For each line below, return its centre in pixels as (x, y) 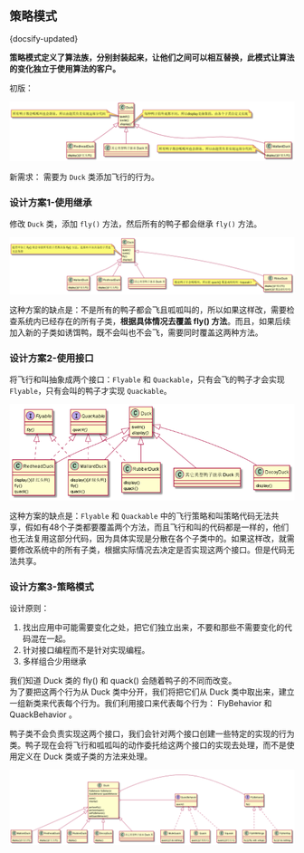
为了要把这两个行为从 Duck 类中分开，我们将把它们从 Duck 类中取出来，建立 (152, 692)
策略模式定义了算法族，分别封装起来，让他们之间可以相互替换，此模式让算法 (152, 57)
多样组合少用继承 (54, 661)
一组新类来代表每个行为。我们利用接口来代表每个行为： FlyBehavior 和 (141, 704)
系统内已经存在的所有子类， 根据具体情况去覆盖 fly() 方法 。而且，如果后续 (154, 321)
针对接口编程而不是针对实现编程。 (86, 650)
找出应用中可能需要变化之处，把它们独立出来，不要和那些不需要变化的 (153, 628)
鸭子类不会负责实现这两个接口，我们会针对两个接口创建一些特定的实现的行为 (152, 734)
